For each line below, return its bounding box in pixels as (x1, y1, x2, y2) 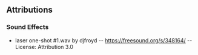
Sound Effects (6, 23, 49, 31)
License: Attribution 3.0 (15, 43, 74, 50)
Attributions (6, 5, 53, 15)
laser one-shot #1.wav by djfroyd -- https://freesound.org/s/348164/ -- (15, 36, 193, 44)
